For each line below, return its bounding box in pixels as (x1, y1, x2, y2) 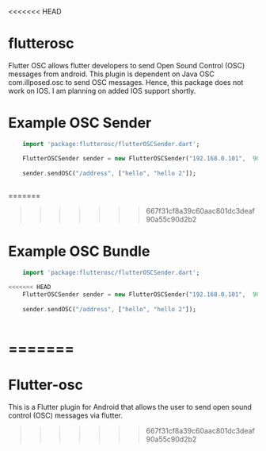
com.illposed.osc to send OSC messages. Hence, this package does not (8, 77, 244, 87)
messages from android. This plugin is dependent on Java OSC (8, 69, 215, 79)
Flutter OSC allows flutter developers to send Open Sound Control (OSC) (8, 60, 245, 70)
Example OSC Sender (8, 114, 152, 132)
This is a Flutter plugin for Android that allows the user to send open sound (8, 402, 252, 411)
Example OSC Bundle (8, 242, 150, 260)
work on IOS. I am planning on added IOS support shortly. (8, 86, 196, 95)
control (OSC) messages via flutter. (8, 411, 123, 420)
